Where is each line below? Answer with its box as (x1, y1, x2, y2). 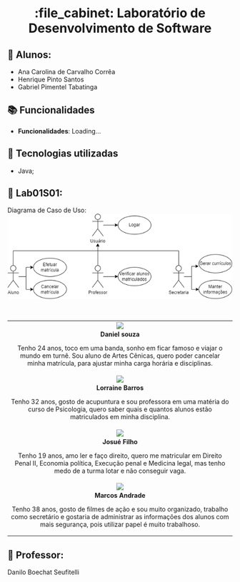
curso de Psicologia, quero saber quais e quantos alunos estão (27, 405, 212, 413)
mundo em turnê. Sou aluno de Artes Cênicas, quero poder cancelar (20, 351, 220, 360)
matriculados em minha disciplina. (70, 413, 170, 421)
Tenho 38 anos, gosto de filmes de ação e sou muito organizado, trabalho (11, 505, 229, 513)
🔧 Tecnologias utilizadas (7, 148, 119, 160)
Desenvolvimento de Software (28, 20, 212, 36)
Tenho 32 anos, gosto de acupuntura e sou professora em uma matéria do (11, 398, 229, 406)
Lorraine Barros (96, 383, 144, 392)
